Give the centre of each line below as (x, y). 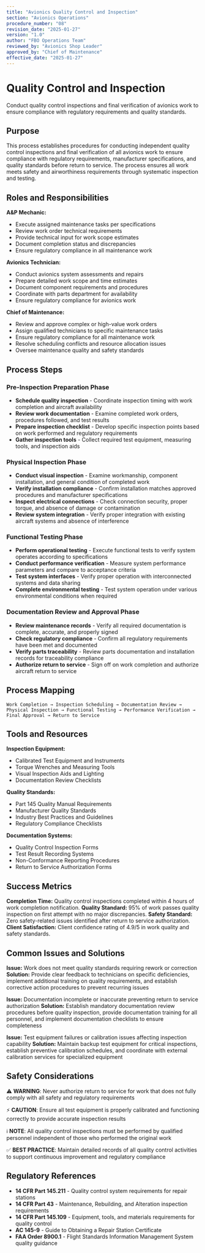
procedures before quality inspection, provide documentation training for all (102, 1013)
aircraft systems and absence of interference (72, 521)
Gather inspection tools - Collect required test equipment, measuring (103, 439)
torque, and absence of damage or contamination (78, 508)
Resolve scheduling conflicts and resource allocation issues (91, 344)
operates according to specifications (61, 557)
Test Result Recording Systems (54, 854)
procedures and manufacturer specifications (71, 495)
